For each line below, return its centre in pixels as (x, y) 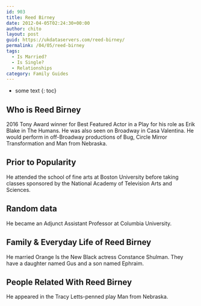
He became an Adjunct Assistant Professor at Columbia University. (89, 223)
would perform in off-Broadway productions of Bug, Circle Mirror (87, 137)
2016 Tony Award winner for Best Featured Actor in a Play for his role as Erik (101, 124)
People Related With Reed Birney (69, 282)
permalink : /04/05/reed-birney (45, 46)
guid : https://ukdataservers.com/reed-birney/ (66, 40)
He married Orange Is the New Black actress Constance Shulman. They (95, 257)
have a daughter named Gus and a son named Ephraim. (75, 263)
